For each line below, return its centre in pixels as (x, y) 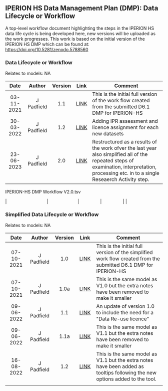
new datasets (108, 134)
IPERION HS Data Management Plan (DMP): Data (82, 8)
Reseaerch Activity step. (121, 179)
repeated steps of (113, 161)
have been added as (120, 366)
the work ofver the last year (124, 148)
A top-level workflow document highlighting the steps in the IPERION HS (79, 28)
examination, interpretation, (124, 167)
